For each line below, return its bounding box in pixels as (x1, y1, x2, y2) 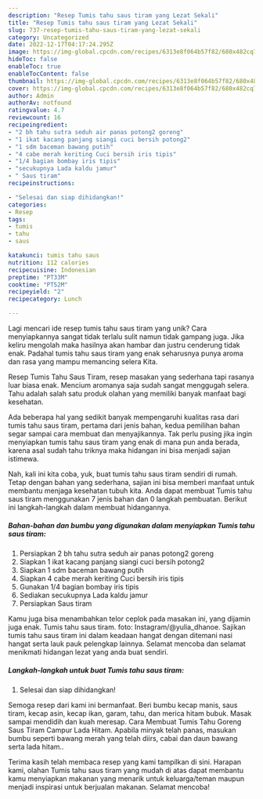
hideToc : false (8, 56, 58, 64)
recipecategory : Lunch (8, 295, 82, 303)
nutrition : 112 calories (8, 258, 89, 267)
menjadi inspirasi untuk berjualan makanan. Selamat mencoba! (8, 782, 210, 791)
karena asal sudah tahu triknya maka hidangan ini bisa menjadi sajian (8, 446, 231, 455)
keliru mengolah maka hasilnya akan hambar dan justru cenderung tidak (8, 341, 240, 349)
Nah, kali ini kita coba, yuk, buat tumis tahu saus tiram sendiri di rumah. (8, 469, 238, 479)
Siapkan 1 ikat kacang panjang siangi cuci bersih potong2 (19, 556, 205, 566)
